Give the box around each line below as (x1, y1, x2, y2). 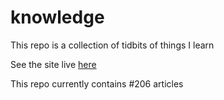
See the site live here (10, 58, 97, 70)
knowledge (10, 6, 105, 29)
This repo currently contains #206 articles (10, 77, 184, 90)
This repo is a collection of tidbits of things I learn (10, 39, 215, 51)
